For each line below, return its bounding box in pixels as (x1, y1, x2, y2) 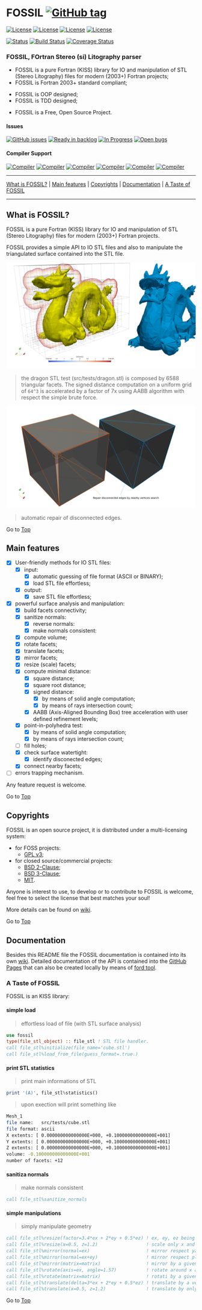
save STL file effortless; (32, 593, 92, 600)
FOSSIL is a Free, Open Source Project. (14, 109, 112, 116)
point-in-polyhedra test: (23, 721, 84, 729)
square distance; (32, 675, 75, 682)
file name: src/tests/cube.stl (6, 1119, 90, 1125)
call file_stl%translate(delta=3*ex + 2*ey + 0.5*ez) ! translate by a (6, 1279, 189, 1286)
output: (23, 586, 42, 593)
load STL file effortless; (32, 579, 91, 587)
